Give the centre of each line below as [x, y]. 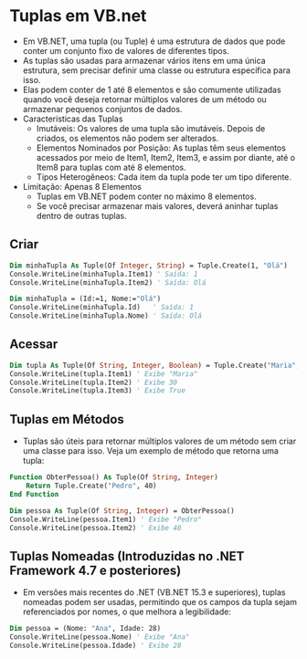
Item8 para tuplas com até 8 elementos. [111, 167]
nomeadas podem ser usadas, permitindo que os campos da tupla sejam [159, 602]
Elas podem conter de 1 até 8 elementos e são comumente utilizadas [152, 89]
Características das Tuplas [73, 119]
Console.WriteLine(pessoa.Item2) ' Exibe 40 [95, 528]
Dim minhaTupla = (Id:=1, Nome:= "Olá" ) [85, 299]
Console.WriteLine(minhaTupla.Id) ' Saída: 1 [102, 308]
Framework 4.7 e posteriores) [95, 570]
